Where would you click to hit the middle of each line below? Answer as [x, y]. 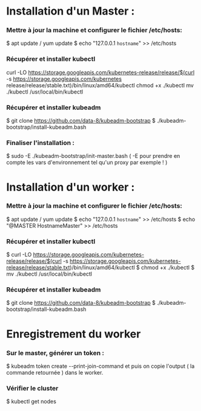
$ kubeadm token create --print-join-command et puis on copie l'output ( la [100, 366]
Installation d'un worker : [71, 187]
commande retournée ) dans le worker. [55, 372]
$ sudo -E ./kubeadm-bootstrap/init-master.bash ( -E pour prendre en [93, 156]
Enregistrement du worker [74, 334]
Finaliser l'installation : [40, 143]
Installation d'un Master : [71, 11]
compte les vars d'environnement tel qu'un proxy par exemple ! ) [87, 163]
